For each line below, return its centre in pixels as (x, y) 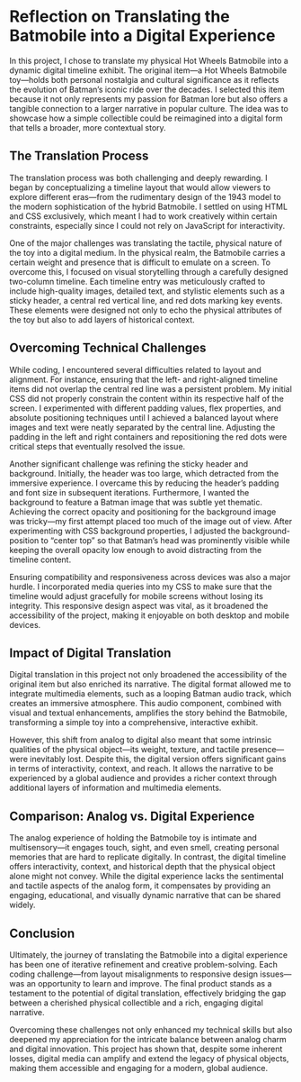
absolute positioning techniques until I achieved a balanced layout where (144, 417)
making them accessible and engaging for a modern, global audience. (139, 1068)
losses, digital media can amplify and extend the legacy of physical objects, (149, 1059)
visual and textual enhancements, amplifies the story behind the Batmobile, (148, 713)
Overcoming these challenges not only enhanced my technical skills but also (151, 1030)
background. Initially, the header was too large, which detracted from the (144, 473)
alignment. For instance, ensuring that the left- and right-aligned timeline (144, 379)
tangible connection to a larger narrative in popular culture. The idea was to (149, 108)
